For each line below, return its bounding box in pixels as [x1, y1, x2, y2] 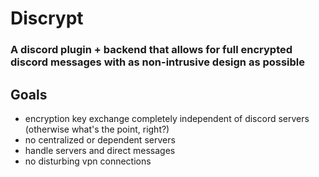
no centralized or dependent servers [24, 133, 176, 146]
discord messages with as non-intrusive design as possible [10, 55, 306, 69]
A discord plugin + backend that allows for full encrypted [10, 43, 293, 57]
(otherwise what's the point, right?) [24, 123, 170, 135]
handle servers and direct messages [24, 144, 176, 156]
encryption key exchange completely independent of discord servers [24, 112, 310, 124]
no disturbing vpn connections [24, 155, 152, 167]
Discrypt [10, 7, 84, 30]
